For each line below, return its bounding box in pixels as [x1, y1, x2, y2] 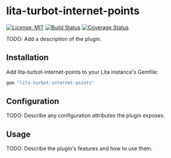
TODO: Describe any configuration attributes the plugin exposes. [6, 112, 166, 119]
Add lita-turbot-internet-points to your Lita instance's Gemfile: [6, 68, 159, 75]
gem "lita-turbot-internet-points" [6, 80, 95, 86]
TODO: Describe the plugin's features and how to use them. [6, 145, 153, 152]
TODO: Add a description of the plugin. [6, 35, 102, 42]
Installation [6, 52, 49, 63]
